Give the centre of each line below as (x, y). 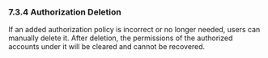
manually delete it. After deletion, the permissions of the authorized (121, 38)
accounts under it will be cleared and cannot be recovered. (107, 47)
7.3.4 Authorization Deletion (65, 12)
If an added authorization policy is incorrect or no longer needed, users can (134, 30)
